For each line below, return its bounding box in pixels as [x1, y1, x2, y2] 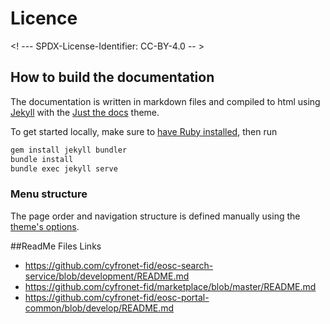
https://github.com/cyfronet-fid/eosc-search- [24, 259, 214, 271]
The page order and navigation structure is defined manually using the [10, 210, 301, 222]
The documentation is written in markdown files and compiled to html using [10, 95, 321, 107]
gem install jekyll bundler [10, 145, 128, 155]
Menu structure [10, 187, 88, 201]
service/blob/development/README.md [24, 270, 190, 282]
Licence [10, 7, 78, 30]
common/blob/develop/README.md [24, 302, 175, 314]
